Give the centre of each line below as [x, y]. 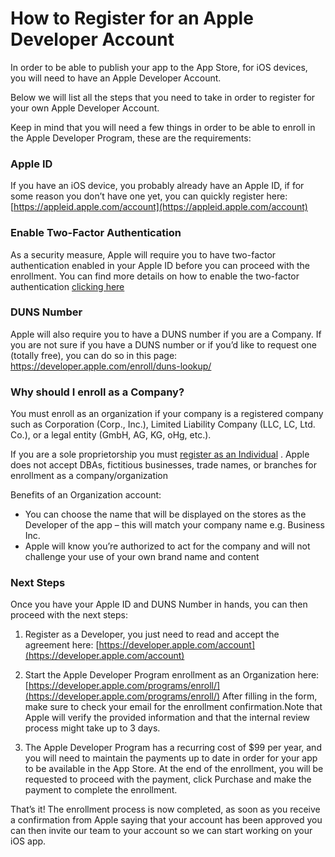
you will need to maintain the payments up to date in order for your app [171, 758]
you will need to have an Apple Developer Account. [116, 78]
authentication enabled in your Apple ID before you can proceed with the [160, 265]
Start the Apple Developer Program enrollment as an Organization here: [172, 675]
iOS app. [28, 841]
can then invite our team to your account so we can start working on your [161, 831]
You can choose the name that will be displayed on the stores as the [165, 514]
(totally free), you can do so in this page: [94, 355]
